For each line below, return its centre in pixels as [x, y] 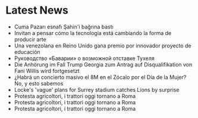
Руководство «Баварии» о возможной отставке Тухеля [84, 58]
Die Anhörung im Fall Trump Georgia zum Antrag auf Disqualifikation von [103, 64]
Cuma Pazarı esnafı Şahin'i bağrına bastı [64, 27]
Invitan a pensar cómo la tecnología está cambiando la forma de [93, 33]
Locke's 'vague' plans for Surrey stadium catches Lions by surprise [97, 90]
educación [27, 52]
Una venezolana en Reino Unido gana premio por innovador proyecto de [103, 46]
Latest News [37, 10]
